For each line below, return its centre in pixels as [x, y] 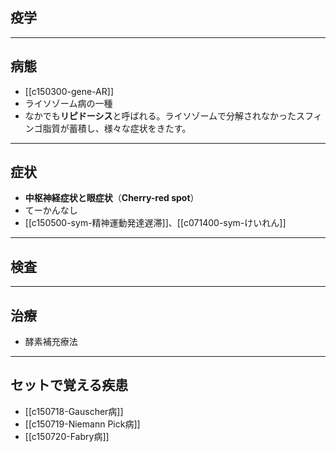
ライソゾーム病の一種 [68, 103]
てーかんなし [51, 210]
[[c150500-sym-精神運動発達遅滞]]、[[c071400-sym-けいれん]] [155, 223]
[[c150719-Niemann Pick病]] [82, 424]
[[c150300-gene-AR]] [69, 91]
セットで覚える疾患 [69, 385]
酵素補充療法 [51, 342]
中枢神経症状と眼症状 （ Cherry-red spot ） [112, 198]
